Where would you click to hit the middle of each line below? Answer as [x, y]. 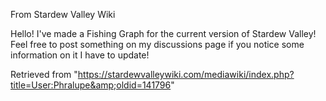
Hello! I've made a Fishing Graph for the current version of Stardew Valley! [163, 33]
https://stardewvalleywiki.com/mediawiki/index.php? [186, 74]
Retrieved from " [44, 74]
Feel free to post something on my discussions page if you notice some [157, 44]
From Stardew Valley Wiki [63, 14]
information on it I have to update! [80, 55]
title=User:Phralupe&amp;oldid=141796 [91, 85]
